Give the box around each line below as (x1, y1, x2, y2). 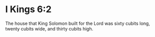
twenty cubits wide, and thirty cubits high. (5, 25, 94, 31)
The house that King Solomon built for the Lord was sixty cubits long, (5, 20, 150, 26)
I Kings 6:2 (5, 4, 52, 15)
